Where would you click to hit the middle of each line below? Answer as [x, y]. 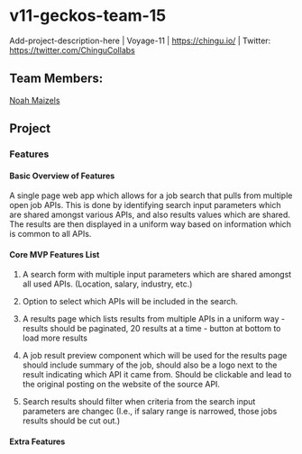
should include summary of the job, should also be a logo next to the [150, 365]
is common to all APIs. [50, 234]
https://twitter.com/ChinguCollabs [72, 50]
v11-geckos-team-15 [88, 16]
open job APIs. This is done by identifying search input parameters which [145, 205]
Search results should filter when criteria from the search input [139, 402]
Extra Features [37, 441]
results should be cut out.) [71, 421]
